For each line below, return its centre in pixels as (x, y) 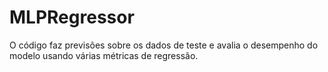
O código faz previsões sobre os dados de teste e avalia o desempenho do (164, 45)
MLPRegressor (72, 17)
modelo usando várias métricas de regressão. (104, 55)
